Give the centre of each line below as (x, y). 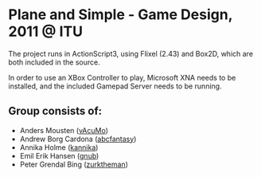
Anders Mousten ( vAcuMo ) (64, 130)
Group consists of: (55, 111)
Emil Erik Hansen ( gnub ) (59, 155)
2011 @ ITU (46, 31)
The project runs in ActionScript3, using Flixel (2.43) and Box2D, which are (130, 53)
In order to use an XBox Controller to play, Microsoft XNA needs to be (122, 77)
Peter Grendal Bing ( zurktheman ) (74, 164)
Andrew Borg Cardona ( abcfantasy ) (78, 139)
